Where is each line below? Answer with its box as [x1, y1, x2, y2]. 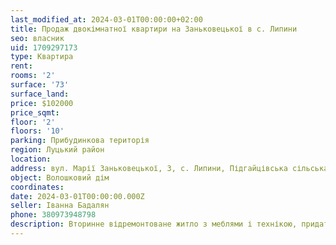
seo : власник [10, 33, 65, 43]
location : [10, 154, 52, 164]
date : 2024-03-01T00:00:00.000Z [10, 191, 145, 201]
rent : [10, 61, 33, 71]
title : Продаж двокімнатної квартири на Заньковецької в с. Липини [10, 24, 298, 34]
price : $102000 [10, 98, 74, 108]
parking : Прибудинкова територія [10, 136, 150, 146]
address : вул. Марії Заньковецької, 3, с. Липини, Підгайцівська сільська [10, 163, 329, 173]
